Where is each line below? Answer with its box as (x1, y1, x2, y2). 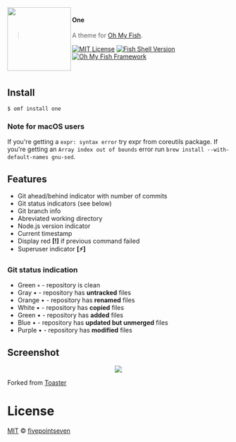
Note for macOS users (7, 121, 85, 131)
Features (7, 173, 47, 185)
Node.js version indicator (17, 222, 91, 230)
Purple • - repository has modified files (17, 326, 132, 335)
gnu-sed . (51, 153, 76, 161)
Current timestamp (17, 229, 73, 238)
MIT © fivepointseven (7, 426, 70, 435)
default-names (7, 154, 49, 161)
